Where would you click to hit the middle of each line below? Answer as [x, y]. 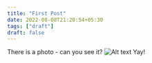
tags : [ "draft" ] [30, 26]
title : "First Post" [37, 13]
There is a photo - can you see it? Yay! [76, 52]
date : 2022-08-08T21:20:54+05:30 [55, 20]
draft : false [26, 33]
